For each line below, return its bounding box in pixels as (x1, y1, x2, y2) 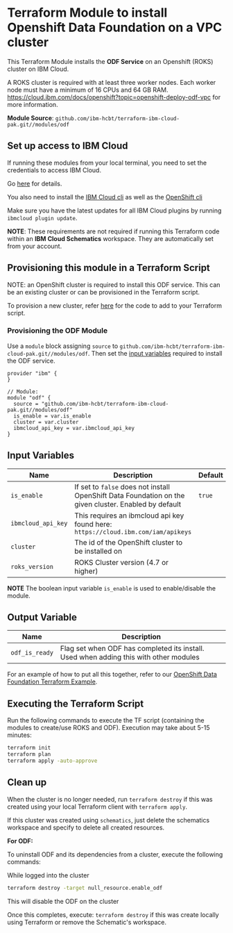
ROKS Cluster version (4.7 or (74, 557, 169, 567)
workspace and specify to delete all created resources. (7, 823, 165, 832)
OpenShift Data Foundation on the (74, 490, 185, 500)
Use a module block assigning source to (7, 342, 119, 350)
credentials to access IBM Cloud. (7, 165, 102, 174)
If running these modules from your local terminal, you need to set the (7, 158, 207, 167)
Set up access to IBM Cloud (7, 140, 128, 152)
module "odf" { (7, 394, 51, 401)
